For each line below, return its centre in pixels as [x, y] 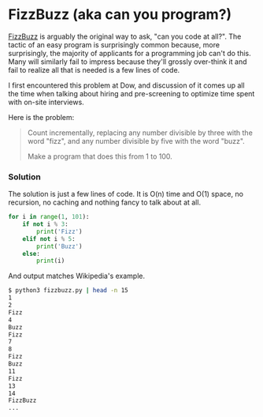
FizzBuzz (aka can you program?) [120, 15]
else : [31, 254]
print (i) [51, 261]
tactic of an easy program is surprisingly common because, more [114, 44]
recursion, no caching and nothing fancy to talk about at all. [105, 202]
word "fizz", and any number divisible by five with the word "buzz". [136, 141]
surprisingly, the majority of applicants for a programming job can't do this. [130, 53]
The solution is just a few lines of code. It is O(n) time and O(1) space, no [126, 194]
